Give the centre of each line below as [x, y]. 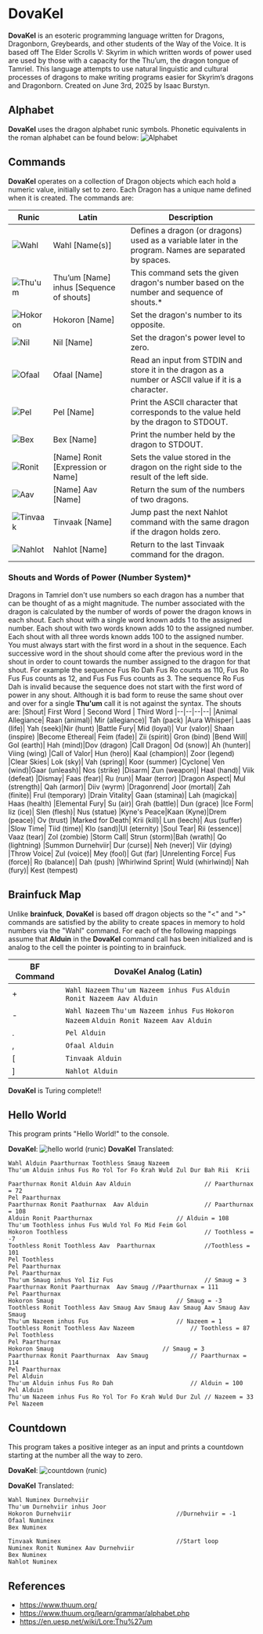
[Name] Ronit [77, 457]
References [37, 1586]
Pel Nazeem [26, 1404]
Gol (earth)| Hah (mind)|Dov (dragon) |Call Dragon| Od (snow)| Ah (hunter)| [130, 745]
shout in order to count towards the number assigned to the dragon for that [129, 661]
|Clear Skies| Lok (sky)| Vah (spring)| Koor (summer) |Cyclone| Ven [117, 762]
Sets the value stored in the [180, 457]
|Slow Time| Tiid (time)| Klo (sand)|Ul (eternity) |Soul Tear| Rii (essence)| [125, 828]
